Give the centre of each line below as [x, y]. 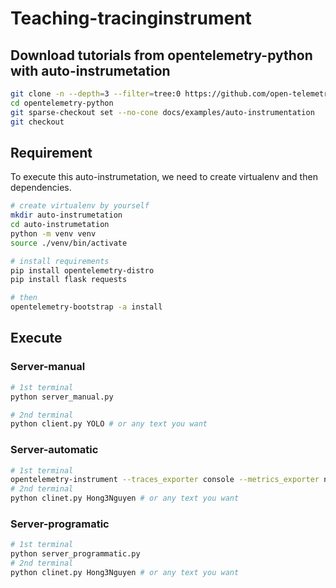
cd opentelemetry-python [62, 103]
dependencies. [41, 188]
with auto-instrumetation [90, 70]
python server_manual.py [62, 397]
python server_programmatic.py [75, 554]
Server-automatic [54, 450]
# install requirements [60, 261]
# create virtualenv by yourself [80, 206]
